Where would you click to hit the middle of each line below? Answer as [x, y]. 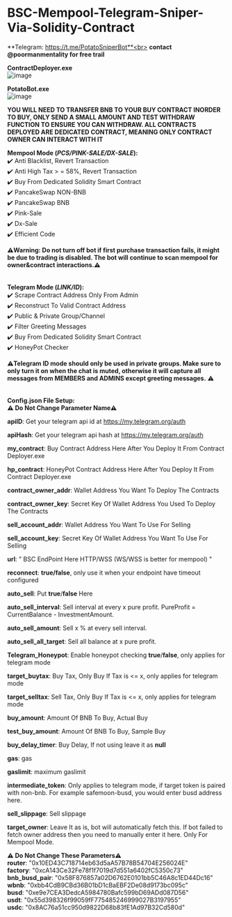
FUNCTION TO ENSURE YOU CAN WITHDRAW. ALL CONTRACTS [102, 124]
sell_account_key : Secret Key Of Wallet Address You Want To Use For [108, 538]
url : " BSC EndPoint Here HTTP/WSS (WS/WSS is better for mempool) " [110, 559]
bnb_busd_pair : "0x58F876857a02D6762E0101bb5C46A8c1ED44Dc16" [110, 877]
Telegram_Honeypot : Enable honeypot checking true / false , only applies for [116, 655]
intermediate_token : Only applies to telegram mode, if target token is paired [116, 785]
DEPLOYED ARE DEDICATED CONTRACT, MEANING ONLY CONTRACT [110, 132]
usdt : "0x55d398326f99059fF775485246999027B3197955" [94, 900]
